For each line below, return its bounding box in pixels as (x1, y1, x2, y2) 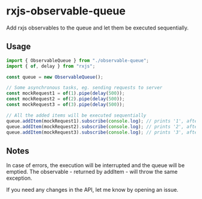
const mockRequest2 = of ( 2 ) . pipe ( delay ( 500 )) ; (6, 96, 125, 102)
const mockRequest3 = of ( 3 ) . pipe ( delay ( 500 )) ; (6, 102, 125, 108)
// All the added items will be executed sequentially (6, 112, 147, 118)
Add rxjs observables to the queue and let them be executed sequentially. (6, 24, 189, 31)
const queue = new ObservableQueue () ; (6, 74, 103, 80)
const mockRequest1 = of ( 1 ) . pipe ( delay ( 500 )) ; (6, 90, 125, 97)
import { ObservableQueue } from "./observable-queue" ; (6, 57, 149, 64)
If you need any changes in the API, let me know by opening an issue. (6, 186, 179, 194)
